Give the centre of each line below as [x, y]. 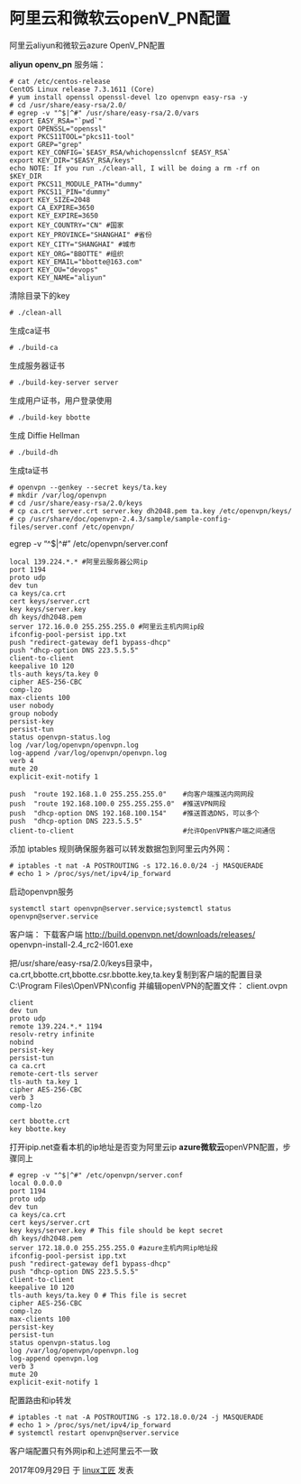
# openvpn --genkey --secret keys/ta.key [88, 487]
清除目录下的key [40, 295]
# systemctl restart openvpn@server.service [94, 1433]
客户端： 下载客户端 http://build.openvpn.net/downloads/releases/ [132, 934]
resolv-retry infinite [52, 1034]
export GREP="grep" [46, 144]
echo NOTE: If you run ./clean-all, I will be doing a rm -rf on [134, 168]
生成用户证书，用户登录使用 [61, 400]
